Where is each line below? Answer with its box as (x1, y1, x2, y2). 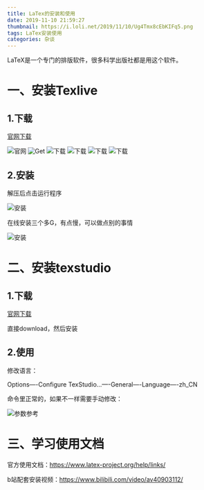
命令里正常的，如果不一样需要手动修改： (7, 394, 122, 403)
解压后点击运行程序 (7, 189, 62, 197)
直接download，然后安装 (7, 324, 78, 332)
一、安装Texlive (7, 83, 98, 99)
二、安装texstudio (7, 260, 112, 276)
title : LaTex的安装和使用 (7, 10, 76, 17)
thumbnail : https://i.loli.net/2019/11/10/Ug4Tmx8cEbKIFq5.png (7, 23, 194, 30)
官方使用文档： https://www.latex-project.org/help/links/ (7, 460, 166, 468)
